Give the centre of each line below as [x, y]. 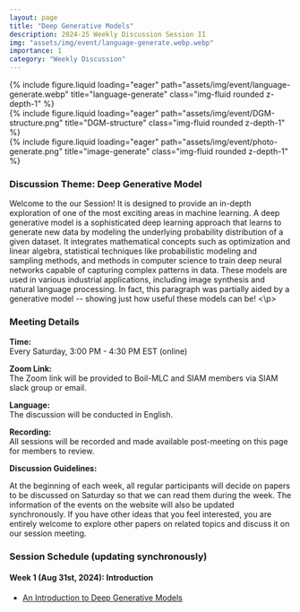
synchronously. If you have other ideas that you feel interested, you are [141, 514]
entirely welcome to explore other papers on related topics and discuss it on [150, 523]
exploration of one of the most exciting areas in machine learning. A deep [145, 213]
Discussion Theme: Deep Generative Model [106, 184]
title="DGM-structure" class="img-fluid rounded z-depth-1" [175, 123]
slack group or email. [48, 387]
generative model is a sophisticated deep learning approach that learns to [146, 223]
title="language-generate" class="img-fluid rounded [167, 94]
